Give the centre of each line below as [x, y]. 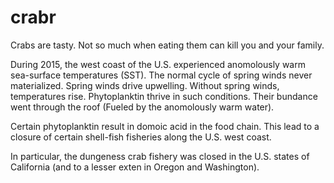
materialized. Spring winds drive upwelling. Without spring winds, [145, 85]
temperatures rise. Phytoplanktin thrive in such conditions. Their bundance [164, 96]
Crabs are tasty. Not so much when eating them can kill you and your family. [167, 45]
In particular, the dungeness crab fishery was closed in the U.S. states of [160, 156]
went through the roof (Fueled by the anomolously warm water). [142, 107]
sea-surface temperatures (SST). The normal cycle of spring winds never [161, 75]
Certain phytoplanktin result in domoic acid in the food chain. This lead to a [165, 126]
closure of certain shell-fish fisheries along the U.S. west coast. [141, 137]
